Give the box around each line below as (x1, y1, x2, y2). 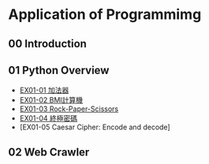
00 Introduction (8, 37, 87, 50)
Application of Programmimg (8, 6, 202, 24)
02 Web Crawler (8, 145, 90, 158)
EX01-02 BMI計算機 (19, 95, 84, 105)
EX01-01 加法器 (19, 85, 69, 95)
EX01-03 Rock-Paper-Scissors (19, 104, 119, 114)
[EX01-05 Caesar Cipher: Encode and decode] (19, 122, 171, 132)
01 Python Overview (8, 63, 110, 76)
